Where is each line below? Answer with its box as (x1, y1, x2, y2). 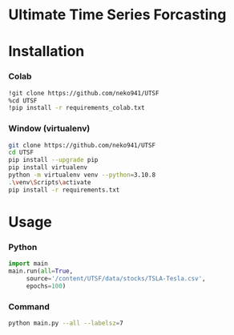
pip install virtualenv (8, 163, 88, 172)
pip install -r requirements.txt (8, 186, 120, 194)
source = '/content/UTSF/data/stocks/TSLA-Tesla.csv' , (26, 274, 206, 282)
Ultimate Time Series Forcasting (8, 6, 227, 24)
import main (8, 260, 48, 268)
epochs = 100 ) (26, 282, 67, 290)
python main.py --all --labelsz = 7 (8, 319, 124, 327)
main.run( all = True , (8, 267, 74, 276)
